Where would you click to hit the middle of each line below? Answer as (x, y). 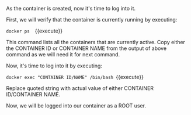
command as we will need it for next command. (63, 54)
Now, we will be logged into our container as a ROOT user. (76, 106)
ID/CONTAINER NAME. (33, 94)
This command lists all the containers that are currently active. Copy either (96, 42)
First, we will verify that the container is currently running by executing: (92, 19)
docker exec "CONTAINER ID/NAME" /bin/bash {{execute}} (75, 77)
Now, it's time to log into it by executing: (54, 66)
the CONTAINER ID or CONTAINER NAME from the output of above (86, 48)
